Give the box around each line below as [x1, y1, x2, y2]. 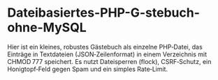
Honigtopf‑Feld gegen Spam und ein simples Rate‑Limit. [7, 65, 168, 73]
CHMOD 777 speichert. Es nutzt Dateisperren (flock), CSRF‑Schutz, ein [7, 57, 212, 65]
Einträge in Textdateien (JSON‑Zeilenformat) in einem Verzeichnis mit [7, 50, 208, 58]
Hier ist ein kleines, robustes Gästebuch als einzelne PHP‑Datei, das [7, 42, 203, 51]
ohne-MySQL [7, 19, 87, 35]
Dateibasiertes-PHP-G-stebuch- [7, 5, 201, 21]
